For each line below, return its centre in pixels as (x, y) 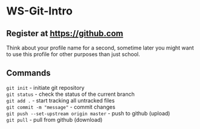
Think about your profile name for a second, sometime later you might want (100, 48)
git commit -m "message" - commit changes (61, 107)
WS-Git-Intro (40, 11)
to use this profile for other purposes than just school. (73, 54)
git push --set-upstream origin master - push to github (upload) (88, 113)
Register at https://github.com (65, 33)
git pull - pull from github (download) (54, 119)
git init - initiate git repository (45, 87)
